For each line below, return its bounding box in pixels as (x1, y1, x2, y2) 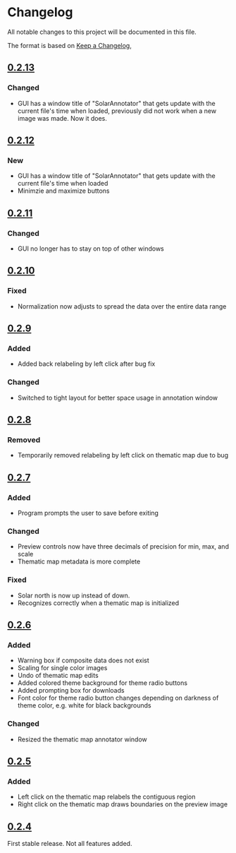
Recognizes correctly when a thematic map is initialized (17, 598, 180, 607)
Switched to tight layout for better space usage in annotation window (17, 393, 218, 402)
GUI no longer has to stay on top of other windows (17, 244, 164, 253)
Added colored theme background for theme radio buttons (17, 679, 188, 687)
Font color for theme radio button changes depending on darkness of (17, 693, 219, 703)
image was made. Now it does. (17, 114, 108, 122)
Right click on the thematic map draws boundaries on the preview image (17, 800, 228, 809)
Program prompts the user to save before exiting (17, 509, 159, 518)
